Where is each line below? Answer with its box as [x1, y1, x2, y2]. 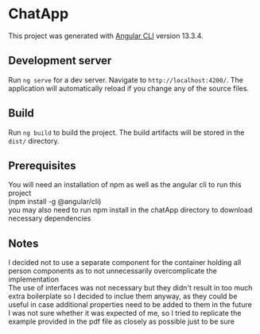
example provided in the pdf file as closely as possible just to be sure [8, 317, 235, 326]
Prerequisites [8, 159, 76, 172]
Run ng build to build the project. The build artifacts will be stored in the [8, 128, 245, 137]
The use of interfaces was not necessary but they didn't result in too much [8, 283, 253, 293]
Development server [8, 54, 112, 67]
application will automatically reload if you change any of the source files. [8, 83, 249, 93]
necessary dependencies [8, 213, 91, 223]
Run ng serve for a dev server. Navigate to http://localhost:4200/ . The [8, 75, 244, 84]
